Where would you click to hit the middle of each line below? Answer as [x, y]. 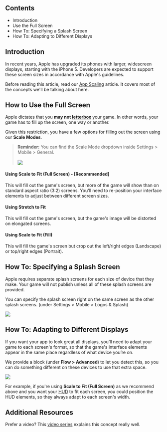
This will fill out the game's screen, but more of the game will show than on [82, 185]
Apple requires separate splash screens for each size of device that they [80, 279]
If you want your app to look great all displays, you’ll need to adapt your [79, 342]
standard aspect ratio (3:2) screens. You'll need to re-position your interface [83, 190]
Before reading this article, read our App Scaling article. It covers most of [80, 84]
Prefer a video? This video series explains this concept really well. [73, 425]
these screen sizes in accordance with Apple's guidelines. [65, 74]
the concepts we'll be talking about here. [47, 89]
